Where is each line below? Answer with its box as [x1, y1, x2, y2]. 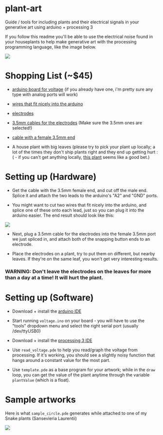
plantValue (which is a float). [12, 377, 70, 383]
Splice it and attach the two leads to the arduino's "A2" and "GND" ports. [12, 192, 158, 198]
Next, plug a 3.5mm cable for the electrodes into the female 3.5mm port [12, 231, 156, 237]
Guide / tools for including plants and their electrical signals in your [5, 19, 140, 25]
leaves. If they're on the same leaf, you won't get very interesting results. [12, 256, 159, 262]
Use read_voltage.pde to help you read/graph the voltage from [12, 347, 138, 353]
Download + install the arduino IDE [12, 308, 82, 314]
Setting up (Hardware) [5, 171, 96, 183]
